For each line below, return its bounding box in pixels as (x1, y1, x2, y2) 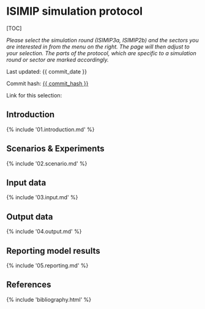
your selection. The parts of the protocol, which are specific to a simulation (6, 49, 197, 56)
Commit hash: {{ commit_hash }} (6, 80, 89, 87)
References (6, 280, 51, 290)
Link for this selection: (6, 91, 62, 99)
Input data (6, 177, 47, 188)
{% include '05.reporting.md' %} (6, 262, 89, 269)
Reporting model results (6, 245, 100, 256)
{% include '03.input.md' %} (6, 194, 78, 201)
